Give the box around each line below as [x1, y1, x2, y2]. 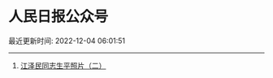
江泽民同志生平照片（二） [19, 60, 106, 70]
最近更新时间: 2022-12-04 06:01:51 [8, 36, 126, 45]
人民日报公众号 [8, 7, 109, 26]
